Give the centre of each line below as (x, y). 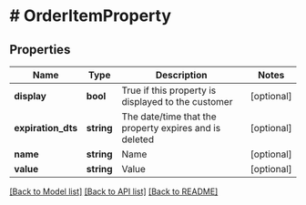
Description (181, 75)
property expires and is (171, 128)
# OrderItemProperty (90, 16)
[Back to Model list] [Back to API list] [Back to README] (114, 191)
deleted (138, 139)
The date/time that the (169, 117)
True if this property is (169, 90)
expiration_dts (46, 128)
